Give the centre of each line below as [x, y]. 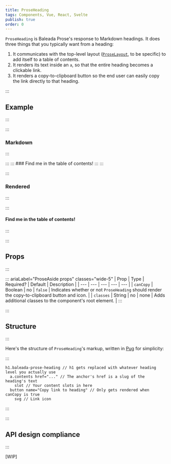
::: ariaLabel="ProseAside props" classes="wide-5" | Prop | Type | [75, 279]
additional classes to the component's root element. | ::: [64, 300]
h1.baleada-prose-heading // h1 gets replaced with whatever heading [81, 368]
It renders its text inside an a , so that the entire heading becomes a [83, 65]
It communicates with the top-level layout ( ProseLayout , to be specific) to [89, 54]
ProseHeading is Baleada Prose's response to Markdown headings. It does [83, 39]
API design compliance [43, 434]
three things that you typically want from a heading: [59, 44]
